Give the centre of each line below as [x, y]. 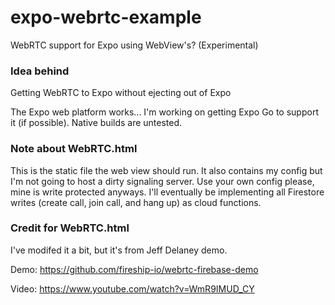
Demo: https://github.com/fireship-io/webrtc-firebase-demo [134, 269]
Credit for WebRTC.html [70, 228]
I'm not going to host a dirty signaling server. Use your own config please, [162, 181]
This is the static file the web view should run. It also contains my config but [166, 170]
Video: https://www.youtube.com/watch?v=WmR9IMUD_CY [132, 288]
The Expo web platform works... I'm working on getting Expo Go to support [164, 112]
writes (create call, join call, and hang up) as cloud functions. [136, 202]
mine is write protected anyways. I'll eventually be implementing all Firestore [167, 192]
